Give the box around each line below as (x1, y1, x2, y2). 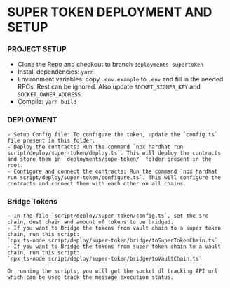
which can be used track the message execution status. (7, 274, 174, 281)
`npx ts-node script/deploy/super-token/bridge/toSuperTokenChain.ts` (7, 237, 218, 244)
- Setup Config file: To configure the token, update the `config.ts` (7, 131, 218, 138)
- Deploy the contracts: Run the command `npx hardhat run (7, 143, 184, 150)
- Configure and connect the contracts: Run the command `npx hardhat (7, 168, 218, 175)
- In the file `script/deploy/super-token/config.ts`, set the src (7, 212, 209, 220)
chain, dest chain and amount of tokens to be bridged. (7, 218, 174, 225)
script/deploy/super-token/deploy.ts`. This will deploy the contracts (7, 149, 221, 157)
